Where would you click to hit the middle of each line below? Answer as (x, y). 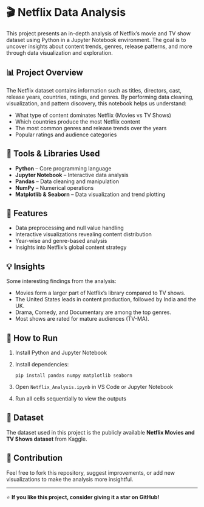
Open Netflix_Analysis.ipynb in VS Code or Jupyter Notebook (94, 387)
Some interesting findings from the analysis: (61, 281)
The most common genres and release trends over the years (91, 128)
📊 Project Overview (45, 73)
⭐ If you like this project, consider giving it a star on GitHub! (83, 497)
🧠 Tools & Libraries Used (53, 154)
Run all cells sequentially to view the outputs (70, 399)
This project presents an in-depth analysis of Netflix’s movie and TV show (99, 33)
